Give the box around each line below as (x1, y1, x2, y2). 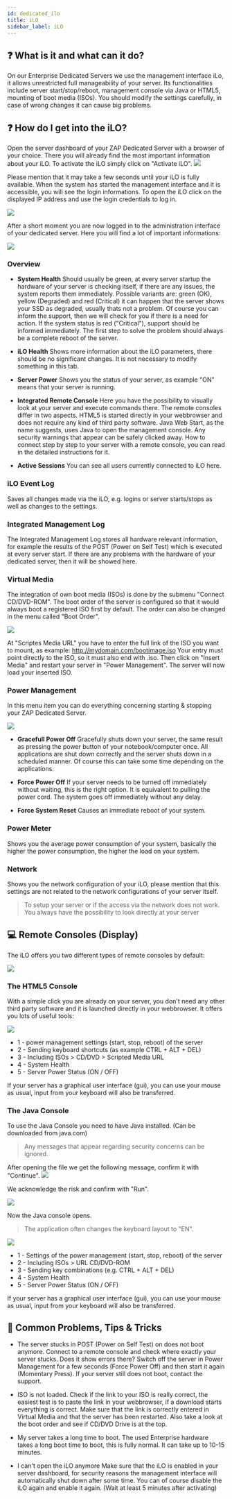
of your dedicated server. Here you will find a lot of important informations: (7, 229, 221, 237)
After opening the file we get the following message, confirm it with (7, 1163, 199, 1171)
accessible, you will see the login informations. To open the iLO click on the (7, 188, 222, 196)
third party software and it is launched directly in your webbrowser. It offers (7, 1004, 223, 1013)
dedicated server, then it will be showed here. (7, 557, 137, 566)
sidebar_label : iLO (7, 23, 64, 30)
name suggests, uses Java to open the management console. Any (17, 426, 206, 434)
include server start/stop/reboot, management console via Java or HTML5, (7, 86, 221, 94)
